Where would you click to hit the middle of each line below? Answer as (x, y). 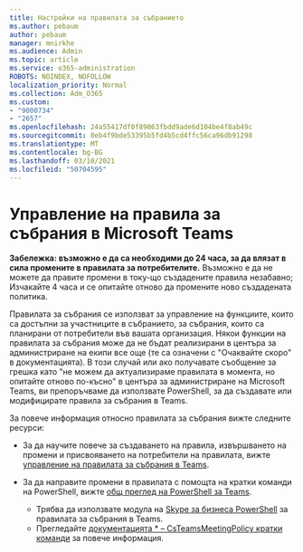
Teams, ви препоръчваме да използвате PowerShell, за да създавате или (151, 391)
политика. (28, 297)
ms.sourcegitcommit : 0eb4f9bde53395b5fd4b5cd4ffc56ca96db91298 (131, 136)
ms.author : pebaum (44, 26)
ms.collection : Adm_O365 (56, 93)
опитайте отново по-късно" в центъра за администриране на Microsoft (147, 382)
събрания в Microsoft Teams (121, 233)
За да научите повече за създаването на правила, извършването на (154, 445)
